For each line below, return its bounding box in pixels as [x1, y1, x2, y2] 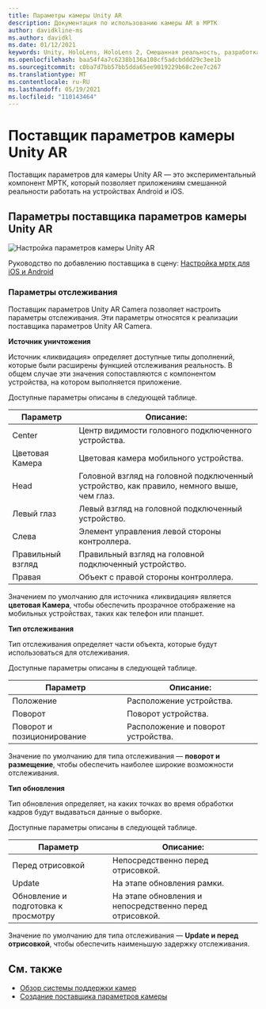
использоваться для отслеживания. [8, 648, 130, 658]
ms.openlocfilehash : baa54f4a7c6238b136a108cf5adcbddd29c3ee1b [8, 56, 222, 64]
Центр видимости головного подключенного [78, 425, 252, 436]
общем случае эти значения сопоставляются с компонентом [8, 369, 216, 379]
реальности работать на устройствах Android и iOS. [8, 187, 184, 197]
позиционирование [12, 731, 87, 742]
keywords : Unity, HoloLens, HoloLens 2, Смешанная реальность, [8, 48, 222, 56]
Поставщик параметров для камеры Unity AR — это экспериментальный [8, 170, 256, 179]
